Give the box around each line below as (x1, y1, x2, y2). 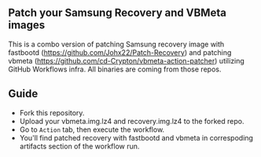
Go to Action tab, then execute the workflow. (19, 125, 165, 134)
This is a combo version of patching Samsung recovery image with (8, 39, 225, 49)
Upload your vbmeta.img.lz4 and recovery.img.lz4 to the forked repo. (19, 116, 244, 126)
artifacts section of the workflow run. (19, 141, 140, 151)
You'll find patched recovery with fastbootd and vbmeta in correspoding (19, 133, 254, 142)
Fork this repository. (19, 108, 85, 117)
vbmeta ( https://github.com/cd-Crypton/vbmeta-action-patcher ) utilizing (8, 56, 245, 65)
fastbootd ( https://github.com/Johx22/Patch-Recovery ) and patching (8, 47, 232, 57)
